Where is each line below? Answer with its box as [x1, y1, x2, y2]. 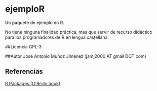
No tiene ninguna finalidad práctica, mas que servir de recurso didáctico [5, 29, 153, 35]
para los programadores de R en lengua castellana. [5, 34, 109, 40]
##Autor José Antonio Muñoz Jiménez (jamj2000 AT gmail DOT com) [5, 53, 147, 59]
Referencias [5, 68, 43, 76]
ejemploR [5, 3, 45, 15]
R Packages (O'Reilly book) [5, 80, 61, 86]
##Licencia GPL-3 [5, 44, 42, 49]
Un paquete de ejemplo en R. [5, 20, 65, 25]
